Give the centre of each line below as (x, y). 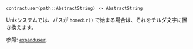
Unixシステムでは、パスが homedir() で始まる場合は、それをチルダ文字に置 (97, 20)
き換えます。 (21, 27)
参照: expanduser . (27, 40)
